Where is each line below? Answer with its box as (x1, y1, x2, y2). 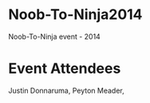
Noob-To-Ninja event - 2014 (8, 32, 101, 41)
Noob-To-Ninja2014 (8, 6, 143, 24)
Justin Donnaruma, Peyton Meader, (8, 86, 125, 95)
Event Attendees (8, 59, 121, 78)
